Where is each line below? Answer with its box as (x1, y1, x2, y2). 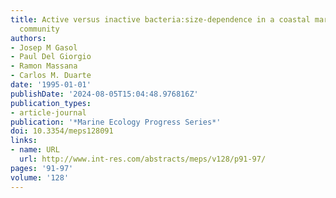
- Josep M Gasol (10, 42, 78, 53)
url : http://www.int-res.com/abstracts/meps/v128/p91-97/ (19, 154, 267, 164)
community (19, 24, 60, 34)
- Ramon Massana (10, 61, 78, 71)
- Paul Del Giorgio (10, 52, 92, 62)
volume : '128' (10, 172, 70, 183)
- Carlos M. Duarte (10, 71, 92, 81)
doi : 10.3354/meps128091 (10, 126, 114, 136)
